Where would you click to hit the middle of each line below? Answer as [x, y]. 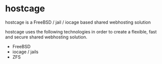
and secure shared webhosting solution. [46, 37]
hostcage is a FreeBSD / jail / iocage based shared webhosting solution [78, 22]
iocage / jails [25, 52]
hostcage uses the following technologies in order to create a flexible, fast [81, 32]
